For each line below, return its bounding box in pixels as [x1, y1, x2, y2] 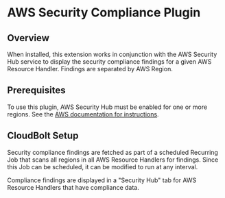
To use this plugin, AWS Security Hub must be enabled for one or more [7, 103, 208, 111]
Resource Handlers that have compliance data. [7, 183, 139, 191]
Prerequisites [7, 84, 66, 97]
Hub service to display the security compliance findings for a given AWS [7, 58, 212, 66]
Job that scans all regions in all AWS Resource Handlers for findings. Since [7, 156, 219, 164]
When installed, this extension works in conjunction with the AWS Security [7, 50, 217, 58]
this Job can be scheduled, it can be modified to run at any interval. [7, 162, 198, 171]
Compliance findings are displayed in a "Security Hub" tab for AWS [7, 176, 197, 184]
